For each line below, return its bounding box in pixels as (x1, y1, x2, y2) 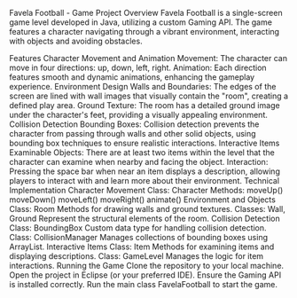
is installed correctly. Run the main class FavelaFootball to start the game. (9, 279, 277, 289)
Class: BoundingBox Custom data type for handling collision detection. (9, 223, 268, 233)
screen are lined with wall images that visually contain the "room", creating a (9, 90, 289, 101)
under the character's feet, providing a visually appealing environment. (9, 110, 268, 120)
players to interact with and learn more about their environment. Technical (9, 176, 280, 185)
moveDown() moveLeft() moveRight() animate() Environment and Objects (9, 194, 277, 205)
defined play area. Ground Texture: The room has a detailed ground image (9, 100, 281, 110)
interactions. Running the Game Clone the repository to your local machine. (9, 261, 285, 271)
